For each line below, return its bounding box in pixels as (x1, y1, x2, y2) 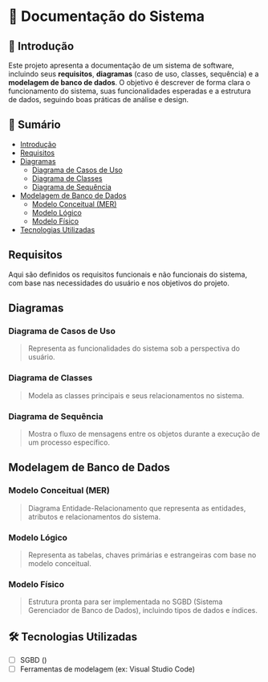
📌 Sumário (8, 118, 62, 132)
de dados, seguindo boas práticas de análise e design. (8, 95, 189, 104)
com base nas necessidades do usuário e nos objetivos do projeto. (8, 277, 230, 288)
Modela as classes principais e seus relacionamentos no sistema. (27, 390, 245, 401)
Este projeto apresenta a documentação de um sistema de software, (8, 60, 234, 70)
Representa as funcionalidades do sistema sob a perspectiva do (27, 343, 241, 353)
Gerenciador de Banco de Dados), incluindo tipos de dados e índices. (27, 606, 258, 615)
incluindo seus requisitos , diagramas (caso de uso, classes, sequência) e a (8, 69, 259, 79)
